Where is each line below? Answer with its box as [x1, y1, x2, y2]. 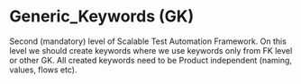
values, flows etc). [9, 64, 78, 75]
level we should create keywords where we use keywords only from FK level [9, 45, 293, 55]
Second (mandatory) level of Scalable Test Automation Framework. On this [9, 36, 287, 46]
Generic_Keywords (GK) [9, 6, 195, 27]
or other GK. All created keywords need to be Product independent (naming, [9, 55, 293, 65]
